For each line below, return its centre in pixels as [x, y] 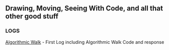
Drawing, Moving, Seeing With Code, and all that [84, 8]
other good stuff [32, 17]
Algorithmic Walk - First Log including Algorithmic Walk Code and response [85, 42]
